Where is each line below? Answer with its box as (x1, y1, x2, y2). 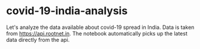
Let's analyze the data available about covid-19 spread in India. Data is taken (6, 24, 195, 31)
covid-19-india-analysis (6, 4, 128, 18)
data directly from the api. (6, 36, 70, 43)
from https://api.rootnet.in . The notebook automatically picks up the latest (6, 30, 188, 37)
